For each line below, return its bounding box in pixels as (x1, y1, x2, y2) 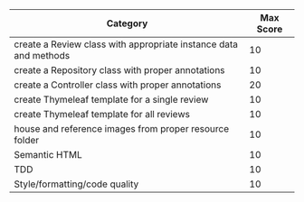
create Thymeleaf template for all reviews (14, 108, 190, 120)
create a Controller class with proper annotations (14, 78, 222, 91)
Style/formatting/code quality (14, 178, 139, 190)
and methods (14, 50, 71, 61)
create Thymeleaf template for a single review (14, 94, 209, 106)
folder (14, 134, 40, 146)
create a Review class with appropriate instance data (14, 38, 238, 50)
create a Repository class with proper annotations (14, 64, 225, 76)
